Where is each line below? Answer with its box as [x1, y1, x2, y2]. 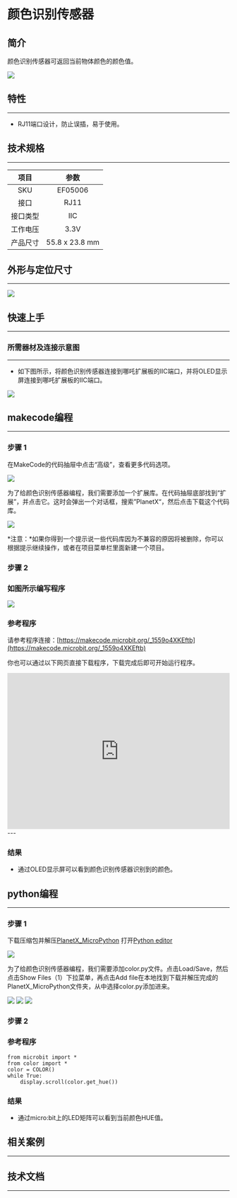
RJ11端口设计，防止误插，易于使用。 [17, 120, 123, 128]
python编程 [7, 887, 59, 899]
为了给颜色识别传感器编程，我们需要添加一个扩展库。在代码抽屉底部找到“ [7, 488, 221, 497]
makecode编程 [7, 411, 73, 423]
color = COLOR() [7, 1066, 55, 1073]
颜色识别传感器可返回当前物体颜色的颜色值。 [7, 57, 138, 65]
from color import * [7, 1059, 68, 1067]
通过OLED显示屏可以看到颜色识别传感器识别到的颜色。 [17, 865, 176, 874]
